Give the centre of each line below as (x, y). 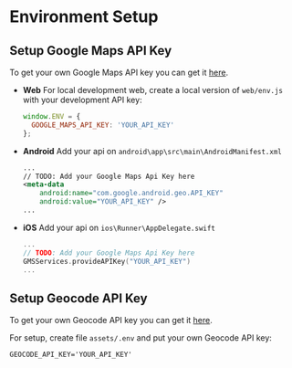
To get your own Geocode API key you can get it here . (111, 321)
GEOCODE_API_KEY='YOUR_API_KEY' (71, 355)
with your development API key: (83, 100)
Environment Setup (84, 17)
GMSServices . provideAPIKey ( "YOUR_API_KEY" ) (107, 261)
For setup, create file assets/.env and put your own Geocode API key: (141, 338)
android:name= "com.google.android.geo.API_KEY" (131, 194)
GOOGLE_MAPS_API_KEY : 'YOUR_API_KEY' (103, 125)
